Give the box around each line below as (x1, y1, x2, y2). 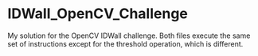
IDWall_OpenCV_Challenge (7, 5, 189, 23)
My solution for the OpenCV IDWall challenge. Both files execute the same (7, 31, 251, 40)
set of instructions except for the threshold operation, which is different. (7, 39, 244, 48)
